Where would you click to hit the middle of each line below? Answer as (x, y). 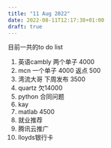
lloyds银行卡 (36, 138)
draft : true (25, 26)
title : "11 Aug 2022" (39, 14)
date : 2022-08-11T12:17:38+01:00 (56, 20)
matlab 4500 (36, 112)
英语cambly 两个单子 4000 (56, 62)
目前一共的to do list (35, 47)
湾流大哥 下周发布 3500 (52, 79)
